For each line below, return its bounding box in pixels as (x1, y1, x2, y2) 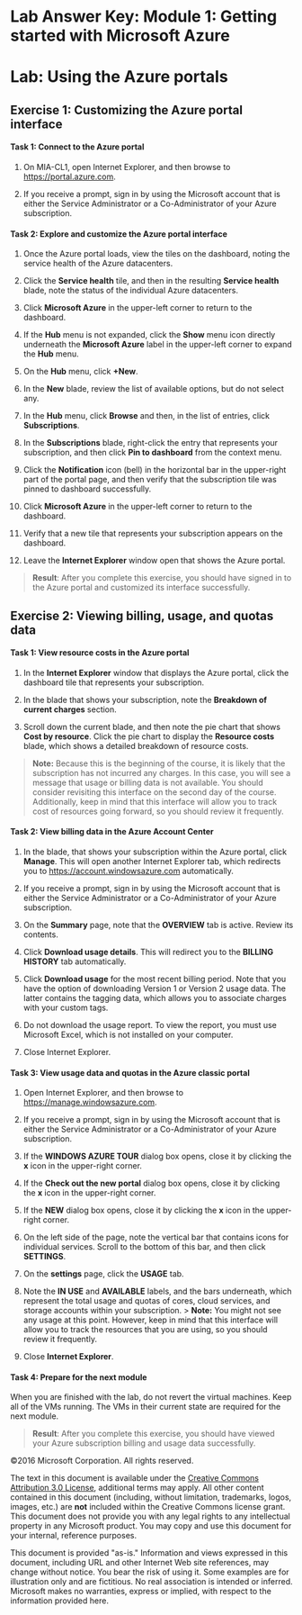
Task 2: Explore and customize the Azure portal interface (10, 228, 228, 239)
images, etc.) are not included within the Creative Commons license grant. (10, 1502, 286, 1512)
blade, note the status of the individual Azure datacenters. (22, 285, 239, 296)
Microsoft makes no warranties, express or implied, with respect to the (10, 1586, 272, 1597)
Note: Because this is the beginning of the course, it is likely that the (31, 758, 286, 769)
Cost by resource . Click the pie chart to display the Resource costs (22, 731, 275, 742)
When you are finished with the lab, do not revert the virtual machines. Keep (10, 1392, 292, 1403)
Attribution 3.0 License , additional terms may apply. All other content (10, 1483, 264, 1493)
